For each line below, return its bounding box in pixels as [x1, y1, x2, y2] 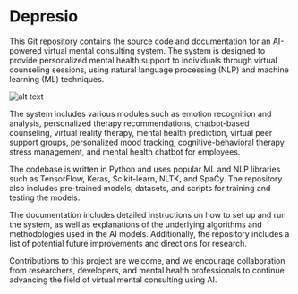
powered [9, 45, 42, 55]
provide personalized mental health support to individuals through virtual [9, 55, 277, 65]
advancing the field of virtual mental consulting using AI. [9, 274, 217, 285]
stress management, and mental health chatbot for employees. [9, 146, 241, 157]
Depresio [9, 6, 79, 27]
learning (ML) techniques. [9, 73, 105, 84]
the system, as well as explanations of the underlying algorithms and [9, 219, 262, 230]
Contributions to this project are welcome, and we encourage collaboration [9, 255, 285, 265]
